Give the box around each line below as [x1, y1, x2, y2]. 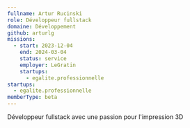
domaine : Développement [7, 23, 77, 30]
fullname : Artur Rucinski [7, 10, 82, 17]
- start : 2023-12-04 [13, 42, 73, 49]
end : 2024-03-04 [19, 49, 68, 56]
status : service [19, 55, 68, 62]
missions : [7, 36, 36, 43]
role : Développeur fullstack [7, 17, 92, 24]
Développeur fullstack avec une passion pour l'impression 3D [7, 113, 184, 121]
